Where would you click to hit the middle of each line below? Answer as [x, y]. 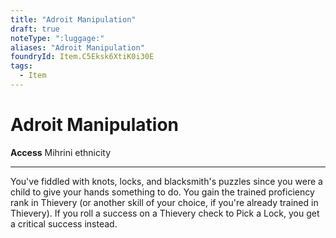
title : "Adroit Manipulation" [73, 19]
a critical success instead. [64, 223]
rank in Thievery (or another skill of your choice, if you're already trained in [164, 202]
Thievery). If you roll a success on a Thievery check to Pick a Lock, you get [165, 213]
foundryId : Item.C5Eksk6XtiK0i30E [82, 57]
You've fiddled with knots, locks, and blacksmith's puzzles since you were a [166, 181]
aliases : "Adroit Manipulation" [77, 47]
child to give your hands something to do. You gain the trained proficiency [162, 192]
